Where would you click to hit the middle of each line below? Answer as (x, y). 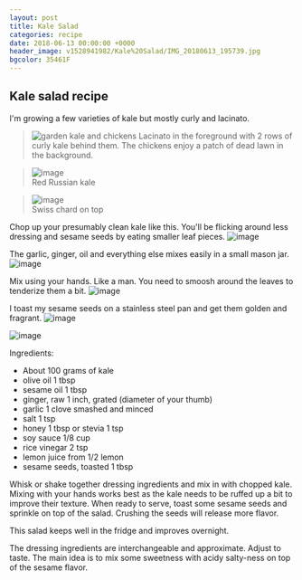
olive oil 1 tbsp (49, 380)
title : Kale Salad (44, 26)
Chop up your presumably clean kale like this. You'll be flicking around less (149, 226)
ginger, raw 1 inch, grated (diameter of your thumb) (117, 399)
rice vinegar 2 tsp (55, 447)
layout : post (34, 18)
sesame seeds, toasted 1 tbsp (78, 466)
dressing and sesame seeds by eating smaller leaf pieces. (118, 236)
